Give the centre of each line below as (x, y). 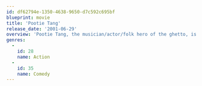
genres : (16, 40)
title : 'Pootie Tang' (34, 23)
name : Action (34, 57)
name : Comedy (34, 74)
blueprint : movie (28, 18)
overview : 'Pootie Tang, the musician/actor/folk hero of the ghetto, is (102, 35)
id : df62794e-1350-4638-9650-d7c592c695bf (61, 12)
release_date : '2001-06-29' (42, 29)
